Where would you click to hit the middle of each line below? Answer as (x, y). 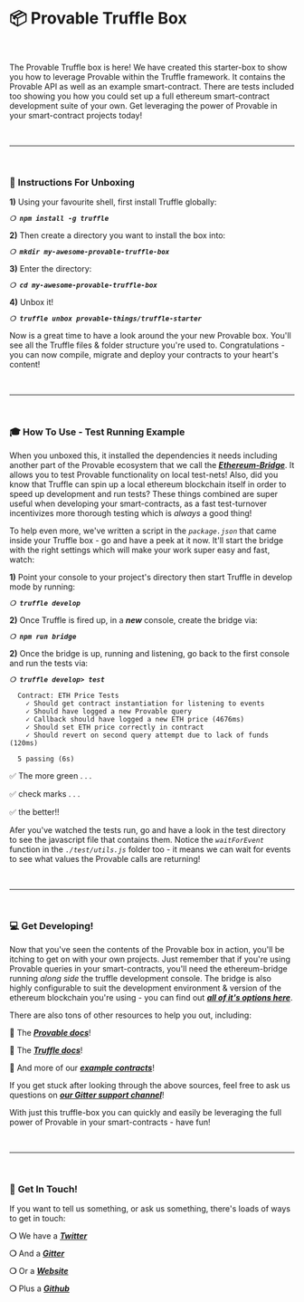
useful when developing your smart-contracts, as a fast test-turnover (138, 503)
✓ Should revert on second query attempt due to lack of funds (147, 735)
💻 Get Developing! (52, 926)
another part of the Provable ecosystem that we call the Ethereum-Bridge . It (152, 464)
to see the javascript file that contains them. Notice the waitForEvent (137, 839)
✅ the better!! (34, 811)
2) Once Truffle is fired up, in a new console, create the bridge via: (133, 620)
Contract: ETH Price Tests (68, 695)
